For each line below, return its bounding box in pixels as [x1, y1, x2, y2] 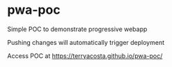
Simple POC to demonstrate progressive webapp [7, 25, 148, 33]
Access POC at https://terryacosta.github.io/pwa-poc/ [7, 51, 163, 60]
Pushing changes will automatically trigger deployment [7, 38, 165, 46]
